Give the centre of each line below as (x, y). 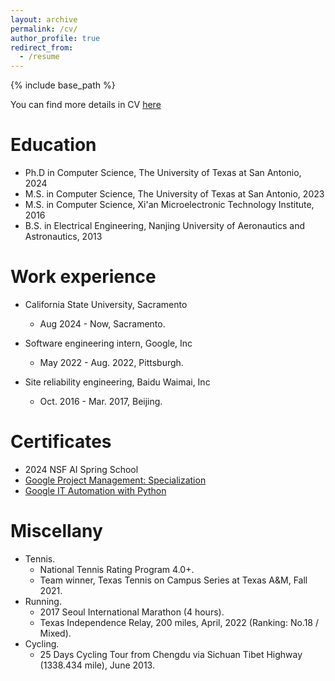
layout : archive (44, 19)
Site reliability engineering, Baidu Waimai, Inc (117, 382)
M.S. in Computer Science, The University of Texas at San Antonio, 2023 (174, 194)
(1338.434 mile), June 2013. (97, 665)
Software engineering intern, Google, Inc (108, 343)
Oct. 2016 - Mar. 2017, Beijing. (101, 401)
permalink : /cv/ (44, 29)
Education (53, 145)
